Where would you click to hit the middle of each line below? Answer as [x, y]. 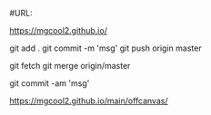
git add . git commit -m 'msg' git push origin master [105, 48]
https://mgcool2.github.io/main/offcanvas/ [89, 101]
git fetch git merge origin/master [70, 66]
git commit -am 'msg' [50, 83]
